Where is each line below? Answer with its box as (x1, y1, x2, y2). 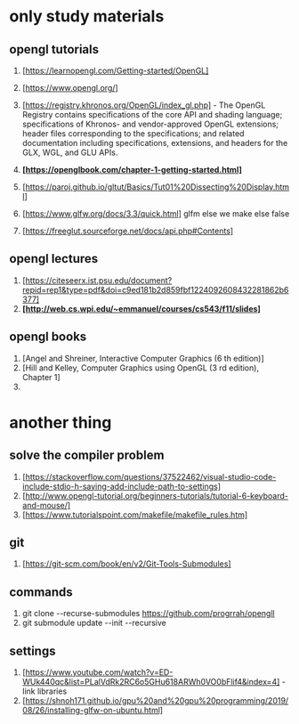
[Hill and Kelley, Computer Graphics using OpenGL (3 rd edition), (21, 362, 260, 373)
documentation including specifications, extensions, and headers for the (21, 138, 288, 148)
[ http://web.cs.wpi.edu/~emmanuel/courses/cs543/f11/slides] (21, 303, 261, 313)
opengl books (9, 329, 87, 345)
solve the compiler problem (9, 448, 165, 463)
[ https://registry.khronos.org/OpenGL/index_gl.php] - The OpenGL (21, 100, 266, 110)
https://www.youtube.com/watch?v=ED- (25, 667, 174, 678)
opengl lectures (9, 251, 99, 266)
